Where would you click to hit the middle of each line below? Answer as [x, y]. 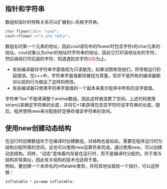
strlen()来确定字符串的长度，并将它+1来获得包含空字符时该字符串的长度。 [81, 105]
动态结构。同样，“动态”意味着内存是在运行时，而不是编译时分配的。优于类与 [83, 154]
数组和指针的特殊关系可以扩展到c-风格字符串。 [53, 22]
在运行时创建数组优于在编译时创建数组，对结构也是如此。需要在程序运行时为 [84, 141]
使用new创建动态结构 [38, 128]
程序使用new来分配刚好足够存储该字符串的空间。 [64, 111]
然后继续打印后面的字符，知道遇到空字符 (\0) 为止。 [57, 58]
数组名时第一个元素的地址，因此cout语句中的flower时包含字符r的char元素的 [83, 46]
